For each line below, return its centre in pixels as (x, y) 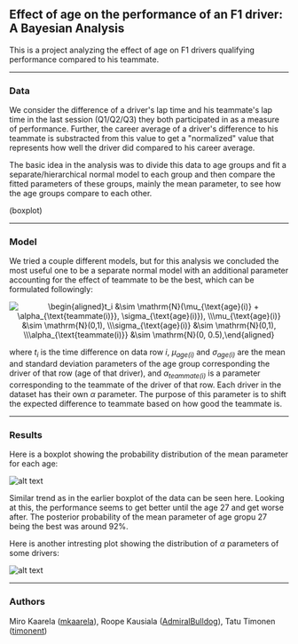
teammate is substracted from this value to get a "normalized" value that (142, 139)
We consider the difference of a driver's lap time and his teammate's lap (141, 110)
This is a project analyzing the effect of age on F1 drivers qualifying (132, 50)
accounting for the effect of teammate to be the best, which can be (132, 280)
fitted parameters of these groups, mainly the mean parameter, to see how (145, 184)
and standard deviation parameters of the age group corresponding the (140, 364)
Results (26, 434)
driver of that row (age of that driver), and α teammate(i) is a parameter (135, 374)
